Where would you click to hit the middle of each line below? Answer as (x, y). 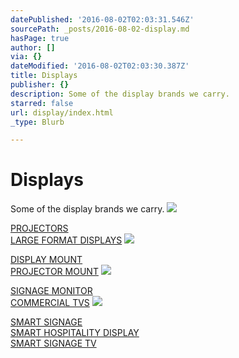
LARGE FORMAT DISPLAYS (66, 240)
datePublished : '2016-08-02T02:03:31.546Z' (102, 19)
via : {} (26, 57)
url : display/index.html (62, 112)
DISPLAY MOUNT (46, 260)
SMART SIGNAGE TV (53, 343)
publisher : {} (40, 85)
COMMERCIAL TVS (50, 303)
